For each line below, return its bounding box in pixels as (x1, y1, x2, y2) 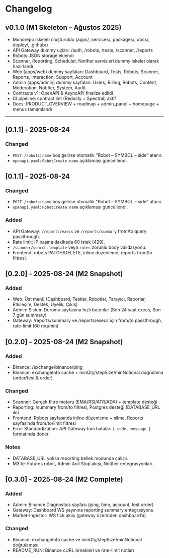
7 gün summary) (12, 312, 47, 318)
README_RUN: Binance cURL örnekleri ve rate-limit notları (12, 547, 134, 553)
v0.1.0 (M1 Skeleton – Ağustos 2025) (5, 23, 122, 32)
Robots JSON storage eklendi (12, 52, 74, 59)
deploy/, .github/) (12, 42, 49, 48)
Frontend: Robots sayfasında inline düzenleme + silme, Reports (12, 415, 143, 421)
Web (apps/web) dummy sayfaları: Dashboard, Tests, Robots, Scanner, (12, 69, 159, 75)
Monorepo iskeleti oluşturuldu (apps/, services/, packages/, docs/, (12, 36, 150, 42)
